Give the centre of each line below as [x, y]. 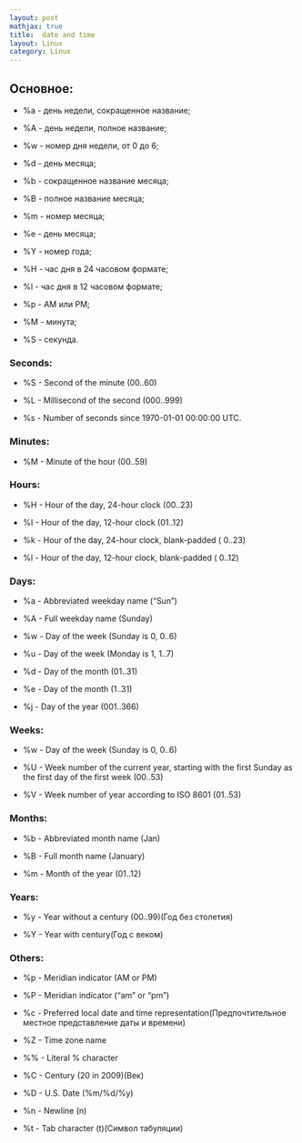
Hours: [25, 485]
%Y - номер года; [57, 251]
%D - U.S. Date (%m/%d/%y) [78, 1093]
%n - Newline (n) [55, 1111]
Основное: [42, 89]
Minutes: [30, 442]
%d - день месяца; [60, 163]
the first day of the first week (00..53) [93, 777]
